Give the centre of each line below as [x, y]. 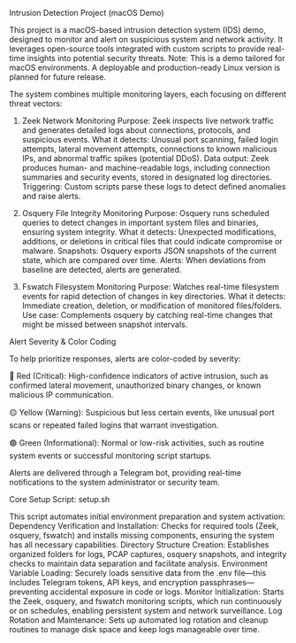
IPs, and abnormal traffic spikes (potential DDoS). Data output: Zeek [145, 158]
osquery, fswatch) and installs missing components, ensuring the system [142, 535]
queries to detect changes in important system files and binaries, [140, 222]
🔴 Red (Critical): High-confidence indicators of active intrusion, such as [139, 376]
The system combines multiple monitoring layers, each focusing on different [148, 94]
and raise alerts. [51, 196]
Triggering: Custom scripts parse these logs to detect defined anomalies [154, 186]
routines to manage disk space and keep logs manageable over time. [135, 629]
